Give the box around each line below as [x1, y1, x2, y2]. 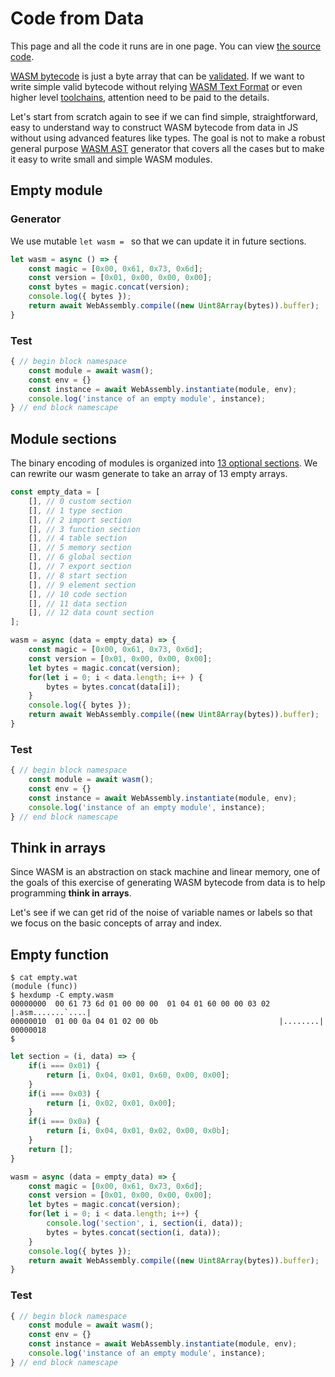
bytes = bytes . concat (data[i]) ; [46, 682, 182, 692]
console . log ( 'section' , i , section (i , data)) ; [46, 1218, 244, 1229]
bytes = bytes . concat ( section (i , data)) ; [46, 1227, 222, 1237]
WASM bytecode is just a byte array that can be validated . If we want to [10, 70, 305, 82]
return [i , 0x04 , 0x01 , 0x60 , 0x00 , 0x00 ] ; [46, 1070, 230, 1080]
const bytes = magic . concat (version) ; [28, 282, 190, 292]
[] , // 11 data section [28, 598, 128, 609]
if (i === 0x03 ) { [28, 1088, 101, 1099]
